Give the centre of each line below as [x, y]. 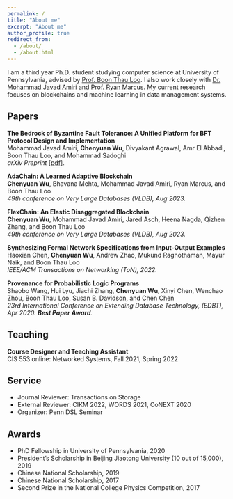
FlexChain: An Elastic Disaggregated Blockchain [78, 212]
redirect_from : [29, 40]
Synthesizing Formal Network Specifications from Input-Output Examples [116, 247]
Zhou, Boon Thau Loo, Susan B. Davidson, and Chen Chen [91, 298]
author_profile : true [39, 33]
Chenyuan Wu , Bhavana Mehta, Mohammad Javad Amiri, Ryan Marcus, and [116, 183]
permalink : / [26, 14]
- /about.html [34, 53]
